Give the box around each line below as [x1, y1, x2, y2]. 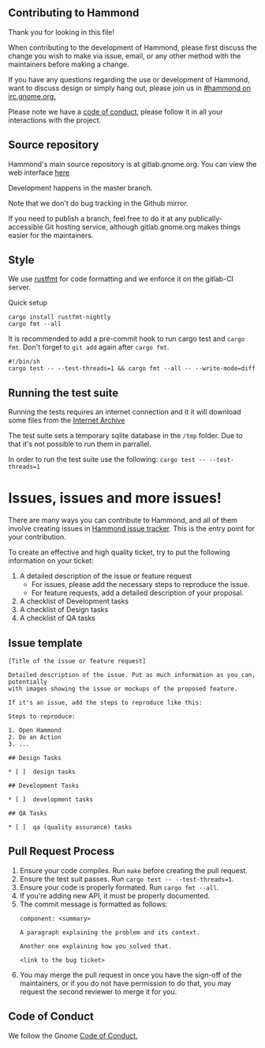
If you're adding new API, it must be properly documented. [19, 891, 211, 900]
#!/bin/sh [8, 358, 41, 366]
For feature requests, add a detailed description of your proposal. [31, 588, 244, 598]
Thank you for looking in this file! [8, 27, 115, 36]
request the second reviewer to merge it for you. [19, 986, 177, 996]
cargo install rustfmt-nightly [8, 313, 111, 321]
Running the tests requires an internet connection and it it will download [8, 407, 241, 417]
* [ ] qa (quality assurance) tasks [8, 823, 132, 831]
